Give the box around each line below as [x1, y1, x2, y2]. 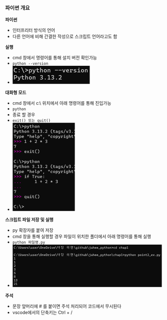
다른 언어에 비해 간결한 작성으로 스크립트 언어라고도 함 [12, 33, 118, 39]
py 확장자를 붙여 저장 [12, 227, 54, 233]
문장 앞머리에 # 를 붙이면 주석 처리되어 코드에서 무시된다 [12, 303, 122, 309]
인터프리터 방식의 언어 [12, 27, 56, 33]
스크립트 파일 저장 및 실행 [5, 216, 54, 222]
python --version [12, 61, 49, 66]
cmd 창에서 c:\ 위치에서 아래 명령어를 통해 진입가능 [12, 100, 112, 106]
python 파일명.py [12, 240, 46, 245]
